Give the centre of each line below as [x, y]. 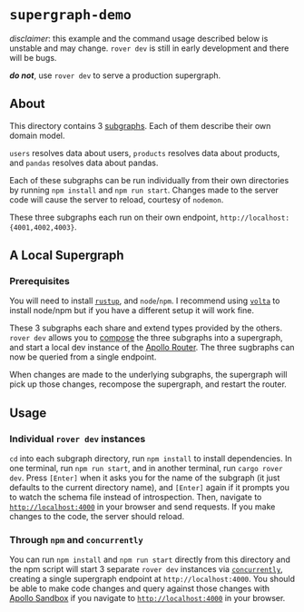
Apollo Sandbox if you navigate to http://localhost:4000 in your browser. [147, 598]
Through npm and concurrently [76, 540]
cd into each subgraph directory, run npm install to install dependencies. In [151, 459]
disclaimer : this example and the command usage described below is [139, 38]
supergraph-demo [70, 15]
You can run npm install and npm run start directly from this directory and [150, 559]
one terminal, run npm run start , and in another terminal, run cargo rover [146, 469]
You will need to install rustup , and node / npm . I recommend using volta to [145, 301]
